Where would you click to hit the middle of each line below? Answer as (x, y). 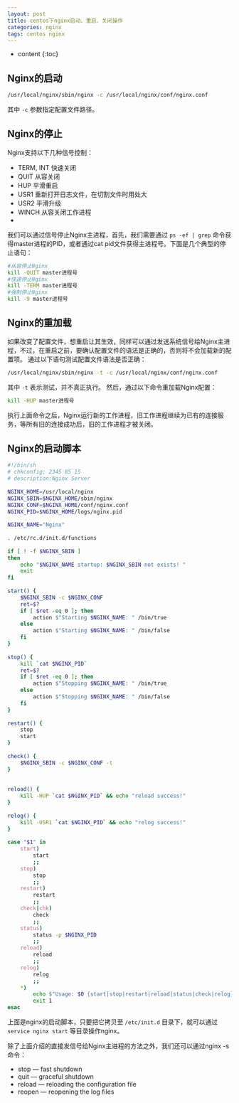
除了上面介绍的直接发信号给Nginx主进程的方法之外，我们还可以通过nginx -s (118, 1046)
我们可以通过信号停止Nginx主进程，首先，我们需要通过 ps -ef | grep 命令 (116, 235)
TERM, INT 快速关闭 (47, 167)
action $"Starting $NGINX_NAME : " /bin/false (102, 631)
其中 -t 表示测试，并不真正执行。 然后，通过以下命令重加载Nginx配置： (112, 387)
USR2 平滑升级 (39, 203)
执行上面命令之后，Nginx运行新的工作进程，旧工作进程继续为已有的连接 (113, 415)
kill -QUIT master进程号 (43, 272)
